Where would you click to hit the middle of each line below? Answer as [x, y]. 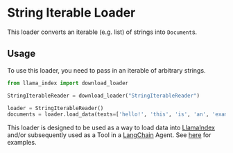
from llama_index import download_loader [68, 83]
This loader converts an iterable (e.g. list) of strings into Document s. [102, 32]
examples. [22, 143]
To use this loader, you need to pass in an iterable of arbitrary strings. [106, 70]
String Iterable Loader [71, 13]
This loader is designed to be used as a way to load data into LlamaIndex [111, 128]
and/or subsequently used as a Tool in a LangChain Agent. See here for [109, 135]
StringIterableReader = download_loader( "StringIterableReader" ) [103, 96]
